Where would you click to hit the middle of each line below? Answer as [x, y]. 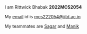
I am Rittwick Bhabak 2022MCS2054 [43, 7]
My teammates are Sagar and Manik [42, 26]
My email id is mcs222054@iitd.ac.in [43, 17]
